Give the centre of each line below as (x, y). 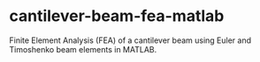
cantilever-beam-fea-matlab (117, 16)
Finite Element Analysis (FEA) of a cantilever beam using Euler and (130, 40)
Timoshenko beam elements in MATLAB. (83, 49)
